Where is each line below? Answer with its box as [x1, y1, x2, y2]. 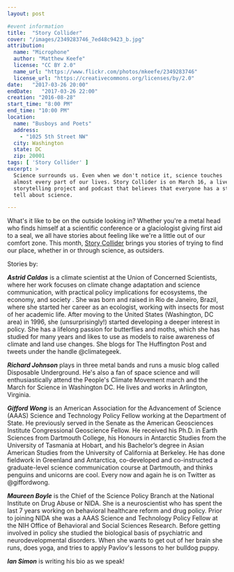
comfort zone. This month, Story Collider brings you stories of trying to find [7, 239, 224, 248]
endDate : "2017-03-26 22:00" [7, 88, 98, 95]
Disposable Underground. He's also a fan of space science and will [7, 368, 200, 377]
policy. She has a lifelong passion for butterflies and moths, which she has [7, 325, 221, 333]
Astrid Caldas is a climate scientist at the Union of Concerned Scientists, [7, 273, 217, 282]
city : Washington [13, 140, 64, 146]
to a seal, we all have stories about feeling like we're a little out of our [7, 232, 205, 240]
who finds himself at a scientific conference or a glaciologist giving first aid [7, 224, 223, 232]
